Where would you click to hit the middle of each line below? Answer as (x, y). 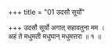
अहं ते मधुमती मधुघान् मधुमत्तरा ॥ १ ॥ (55, 36)
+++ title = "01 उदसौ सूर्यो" (47, 12)
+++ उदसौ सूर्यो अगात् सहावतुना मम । (56, 28)
